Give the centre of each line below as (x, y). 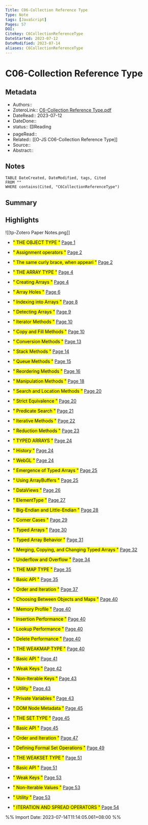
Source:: (21, 145)
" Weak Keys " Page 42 (37, 668)
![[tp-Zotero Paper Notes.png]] (38, 232)
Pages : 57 (16, 24)
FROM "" (14, 183)
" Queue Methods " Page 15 (42, 361)
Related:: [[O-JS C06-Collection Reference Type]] (65, 139)
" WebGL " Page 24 (33, 460)
